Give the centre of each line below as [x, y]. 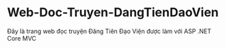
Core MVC [22, 38]
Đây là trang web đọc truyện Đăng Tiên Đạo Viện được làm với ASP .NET [109, 31]
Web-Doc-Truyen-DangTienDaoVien [113, 13]
